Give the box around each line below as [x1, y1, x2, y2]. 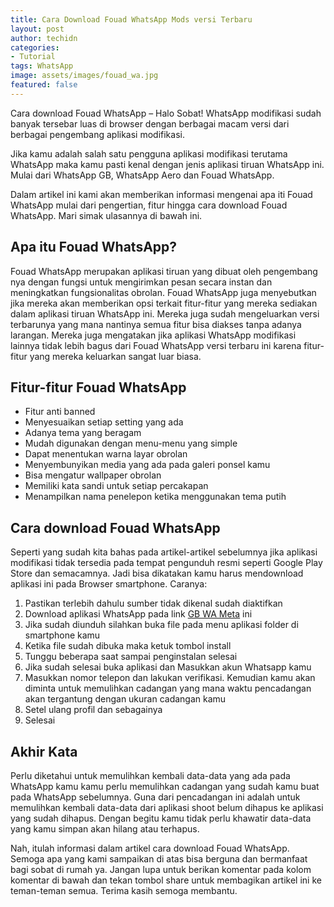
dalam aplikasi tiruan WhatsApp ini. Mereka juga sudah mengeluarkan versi [10, 307, 320, 320]
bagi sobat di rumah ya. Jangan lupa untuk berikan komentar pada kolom [10, 864, 312, 875]
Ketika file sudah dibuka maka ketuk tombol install [24, 640, 232, 652]
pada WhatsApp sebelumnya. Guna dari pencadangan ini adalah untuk [10, 791, 301, 803]
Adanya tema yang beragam [24, 427, 142, 439]
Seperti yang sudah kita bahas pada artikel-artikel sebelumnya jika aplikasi [10, 546, 318, 558]
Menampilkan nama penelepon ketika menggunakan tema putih [24, 491, 287, 503]
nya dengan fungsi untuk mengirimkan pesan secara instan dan [10, 276, 273, 288]
